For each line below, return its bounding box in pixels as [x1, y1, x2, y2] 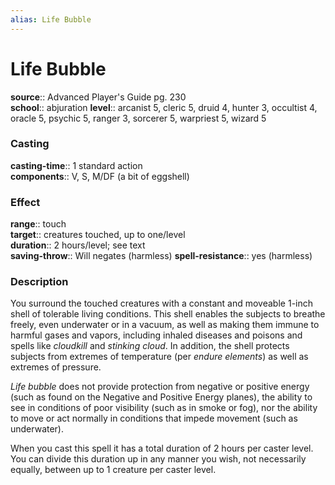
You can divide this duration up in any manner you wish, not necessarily [10, 453, 307, 465]
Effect [10, 195, 41, 209]
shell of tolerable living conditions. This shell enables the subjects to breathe [10, 308, 326, 320]
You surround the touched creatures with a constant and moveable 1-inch [10, 297, 314, 310]
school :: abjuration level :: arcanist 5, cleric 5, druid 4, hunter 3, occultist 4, [10, 101, 318, 113]
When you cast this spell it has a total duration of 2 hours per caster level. [10, 442, 314, 455]
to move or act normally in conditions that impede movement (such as [10, 412, 298, 425]
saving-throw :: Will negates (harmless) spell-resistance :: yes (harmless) [10, 250, 313, 262]
